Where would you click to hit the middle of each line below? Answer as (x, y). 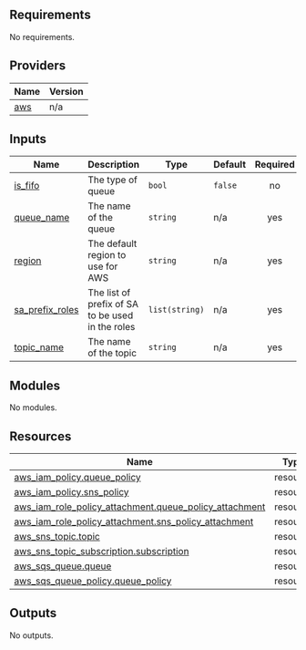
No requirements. (42, 36)
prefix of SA (113, 304)
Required (275, 165)
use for (103, 266)
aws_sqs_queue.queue (63, 566)
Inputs (28, 139)
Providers (38, 66)
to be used (111, 315)
